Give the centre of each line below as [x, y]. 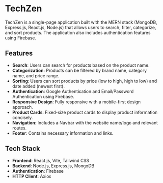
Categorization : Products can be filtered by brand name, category [80, 70]
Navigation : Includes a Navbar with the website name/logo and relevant [85, 122]
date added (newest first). [38, 86]
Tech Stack [23, 149]
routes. [19, 128]
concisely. [23, 117]
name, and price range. [36, 76]
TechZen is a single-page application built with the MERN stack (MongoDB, [81, 22]
